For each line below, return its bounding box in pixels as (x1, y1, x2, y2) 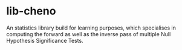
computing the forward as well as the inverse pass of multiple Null (6, 30, 171, 37)
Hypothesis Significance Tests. (6, 37, 83, 44)
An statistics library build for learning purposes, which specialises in (6, 24, 177, 31)
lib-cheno (6, 4, 56, 18)
